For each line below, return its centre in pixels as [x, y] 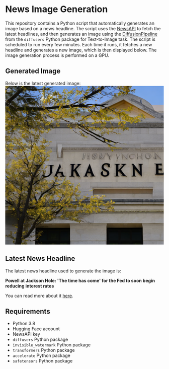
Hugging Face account [36, 329]
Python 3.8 [24, 324]
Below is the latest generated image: [43, 83]
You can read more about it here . [39, 296]
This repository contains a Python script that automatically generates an [80, 23]
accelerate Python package [41, 355]
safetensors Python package [43, 361]
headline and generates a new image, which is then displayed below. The [81, 50]
